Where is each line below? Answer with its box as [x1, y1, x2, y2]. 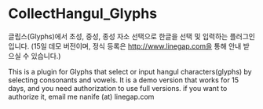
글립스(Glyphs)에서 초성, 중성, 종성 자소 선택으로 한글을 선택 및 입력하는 [8, 31, 228, 41]
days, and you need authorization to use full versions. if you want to [8, 83, 228, 93]
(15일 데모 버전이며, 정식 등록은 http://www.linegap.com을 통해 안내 [31, 41, 242, 51]
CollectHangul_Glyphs [8, 5, 158, 23]
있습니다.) [31, 51, 61, 60]
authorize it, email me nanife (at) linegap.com [8, 92, 155, 101]
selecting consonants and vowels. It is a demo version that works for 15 [8, 75, 239, 85]
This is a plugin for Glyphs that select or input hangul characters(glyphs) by [8, 67, 253, 76]
